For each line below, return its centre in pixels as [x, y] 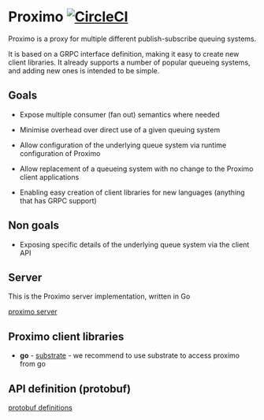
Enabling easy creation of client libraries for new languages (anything [132, 192]
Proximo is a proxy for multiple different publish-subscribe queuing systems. [132, 39]
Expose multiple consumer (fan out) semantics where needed [120, 114]
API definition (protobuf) [70, 389]
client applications [49, 177]
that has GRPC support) [58, 200]
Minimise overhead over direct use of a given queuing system [120, 129]
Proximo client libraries [66, 336]
